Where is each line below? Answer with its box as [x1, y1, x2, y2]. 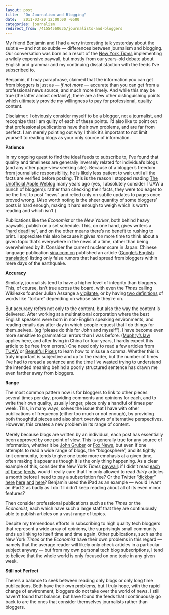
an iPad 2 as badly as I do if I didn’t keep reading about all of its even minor [5, 485, 161, 491]
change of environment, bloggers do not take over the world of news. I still [5, 588, 160, 594]
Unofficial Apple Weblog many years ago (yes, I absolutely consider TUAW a [5, 181, 164, 187]
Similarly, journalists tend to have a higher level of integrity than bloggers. [5, 280, 158, 286]
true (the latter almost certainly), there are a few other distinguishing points [5, 93, 161, 99]
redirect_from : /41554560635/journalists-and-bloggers [5, 26, 123, 31]
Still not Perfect [5, 568, 39, 574]
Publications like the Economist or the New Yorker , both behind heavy [5, 217, 150, 223]
